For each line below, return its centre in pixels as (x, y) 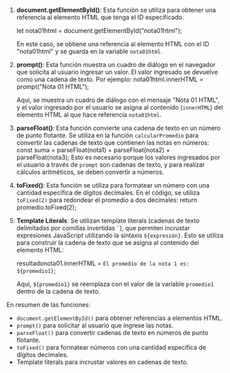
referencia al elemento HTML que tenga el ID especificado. (100, 17)
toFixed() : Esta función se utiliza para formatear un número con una (113, 185)
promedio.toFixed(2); (46, 207)
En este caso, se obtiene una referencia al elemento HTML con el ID (113, 44)
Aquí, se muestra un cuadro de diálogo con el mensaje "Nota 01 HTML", (118, 100)
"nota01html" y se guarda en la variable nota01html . (90, 51)
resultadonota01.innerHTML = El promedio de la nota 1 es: (103, 263)
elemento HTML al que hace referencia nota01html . (89, 114)
